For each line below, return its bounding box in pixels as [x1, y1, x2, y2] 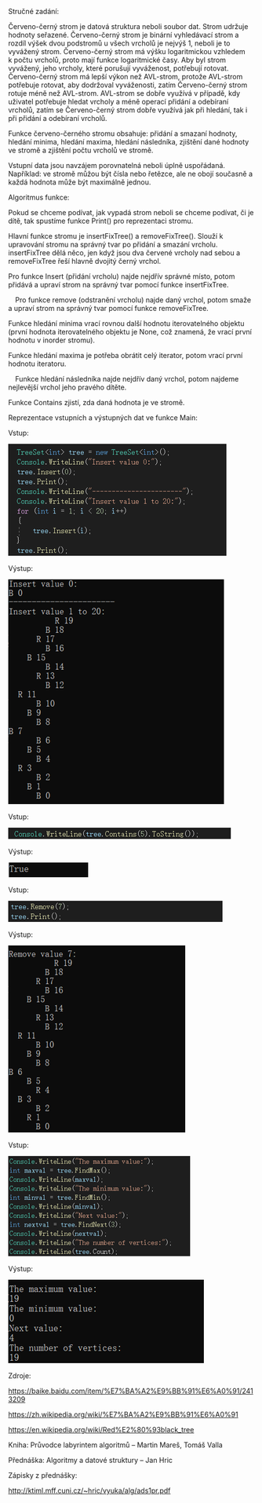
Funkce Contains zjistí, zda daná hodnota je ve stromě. [8, 398, 185, 407]
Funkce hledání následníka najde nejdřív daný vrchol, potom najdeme [15, 375, 239, 383]
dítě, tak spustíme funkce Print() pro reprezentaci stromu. [8, 216, 194, 225]
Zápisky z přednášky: [8, 1471, 78, 1479]
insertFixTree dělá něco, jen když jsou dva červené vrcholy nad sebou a [8, 248, 241, 258]
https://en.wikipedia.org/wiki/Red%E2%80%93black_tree [8, 1425, 195, 1434]
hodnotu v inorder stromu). [8, 335, 96, 345]
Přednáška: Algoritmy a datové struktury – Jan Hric [8, 1456, 173, 1465]
